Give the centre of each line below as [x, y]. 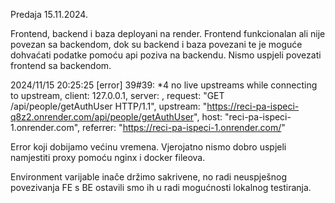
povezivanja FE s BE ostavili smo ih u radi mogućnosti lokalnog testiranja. [161, 187]
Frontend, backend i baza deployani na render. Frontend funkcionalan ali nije [168, 33]
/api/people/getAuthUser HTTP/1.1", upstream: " [109, 106]
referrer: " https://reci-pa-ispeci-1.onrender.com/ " [184, 127]
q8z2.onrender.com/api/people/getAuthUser [102, 117]
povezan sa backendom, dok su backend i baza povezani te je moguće [156, 44]
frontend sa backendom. [61, 65]
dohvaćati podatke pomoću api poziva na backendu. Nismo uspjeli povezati [166, 55]
